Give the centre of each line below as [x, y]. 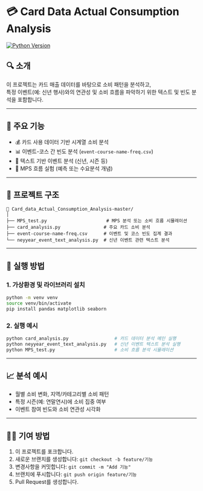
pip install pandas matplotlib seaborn [56, 309]
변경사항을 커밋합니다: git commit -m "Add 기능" [73, 467]
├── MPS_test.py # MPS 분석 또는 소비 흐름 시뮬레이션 [97, 221]
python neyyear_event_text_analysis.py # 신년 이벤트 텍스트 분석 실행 [93, 344]
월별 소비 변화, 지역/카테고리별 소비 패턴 [62, 394]
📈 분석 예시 [27, 376]
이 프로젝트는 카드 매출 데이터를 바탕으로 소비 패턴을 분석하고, [79, 84]
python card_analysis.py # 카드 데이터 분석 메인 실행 [91, 338]
